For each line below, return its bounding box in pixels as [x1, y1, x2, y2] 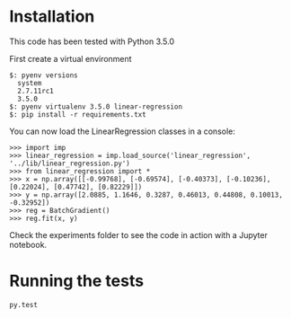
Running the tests [9, 271, 145, 291]
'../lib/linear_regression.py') [9, 159, 130, 168]
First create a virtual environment [9, 53, 132, 64]
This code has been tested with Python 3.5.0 [9, 36, 175, 47]
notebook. [9, 239, 48, 250]
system [17, 78, 42, 87]
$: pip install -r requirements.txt [9, 110, 146, 119]
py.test [9, 300, 39, 309]
